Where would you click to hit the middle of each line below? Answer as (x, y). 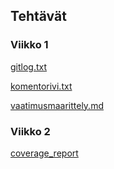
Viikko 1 (29, 45)
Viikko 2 (30, 131)
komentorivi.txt (41, 86)
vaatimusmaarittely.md (57, 105)
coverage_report (44, 153)
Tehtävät (38, 16)
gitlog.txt (29, 66)
